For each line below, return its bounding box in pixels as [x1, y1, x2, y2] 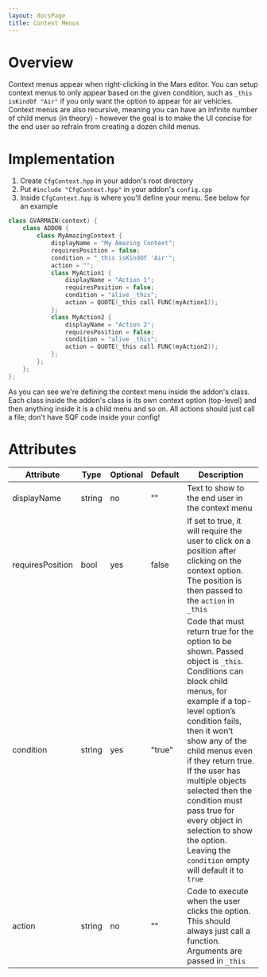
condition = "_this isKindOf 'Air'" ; [50, 254, 176, 262]
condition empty [186, 854, 250, 866]
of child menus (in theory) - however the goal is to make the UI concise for [8, 113, 253, 123]
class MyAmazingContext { [37, 232, 123, 240]
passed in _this [186, 955, 246, 966]
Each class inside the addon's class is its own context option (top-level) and [8, 395, 257, 404]
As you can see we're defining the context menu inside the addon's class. [8, 387, 250, 397]
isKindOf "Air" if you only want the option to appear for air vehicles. [8, 96, 233, 106]
